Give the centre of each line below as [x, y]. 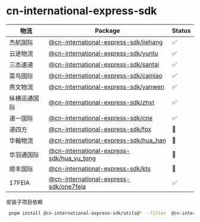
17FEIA [20, 183]
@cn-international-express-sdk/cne [101, 118]
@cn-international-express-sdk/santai [104, 64]
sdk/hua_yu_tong [72, 158]
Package [107, 30]
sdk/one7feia [67, 186]
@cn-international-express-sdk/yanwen [107, 86]
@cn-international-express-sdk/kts [99, 168]
